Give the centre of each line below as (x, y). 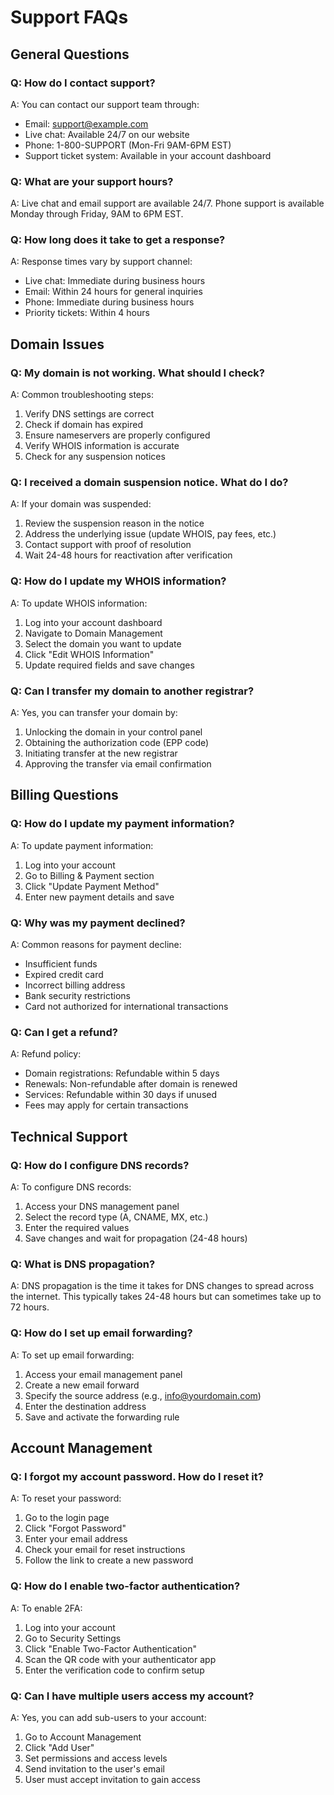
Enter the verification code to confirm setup (114, 1670)
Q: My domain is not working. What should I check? (137, 373)
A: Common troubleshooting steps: (82, 395)
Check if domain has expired (83, 425)
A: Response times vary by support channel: (101, 262)
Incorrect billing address (75, 985)
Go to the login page (67, 1518)
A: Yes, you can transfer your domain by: (94, 713)
